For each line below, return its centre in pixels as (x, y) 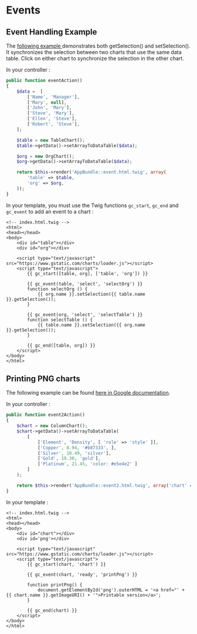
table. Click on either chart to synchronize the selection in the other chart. (95, 58)
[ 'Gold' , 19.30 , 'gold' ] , (69, 459)
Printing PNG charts (43, 379)
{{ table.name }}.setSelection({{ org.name (91, 325)
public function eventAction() (44, 80)
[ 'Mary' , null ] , (47, 102)
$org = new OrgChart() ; (46, 156)
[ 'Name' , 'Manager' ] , (54, 97)
